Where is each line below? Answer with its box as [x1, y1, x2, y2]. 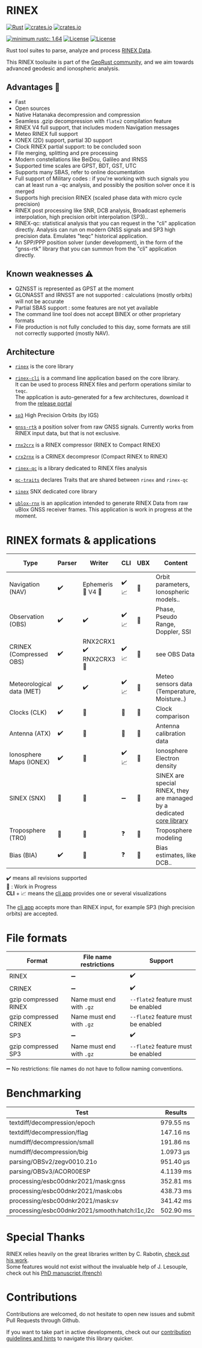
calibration [155, 730, 186, 738]
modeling [155, 834, 182, 842]
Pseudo [155, 612, 177, 621]
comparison [155, 712, 190, 721]
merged [14, 188, 35, 195]
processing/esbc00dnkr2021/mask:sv [9, 1197, 119, 1205]
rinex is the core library [14, 363, 74, 370]
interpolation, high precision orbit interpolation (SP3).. [14, 213, 148, 220]
